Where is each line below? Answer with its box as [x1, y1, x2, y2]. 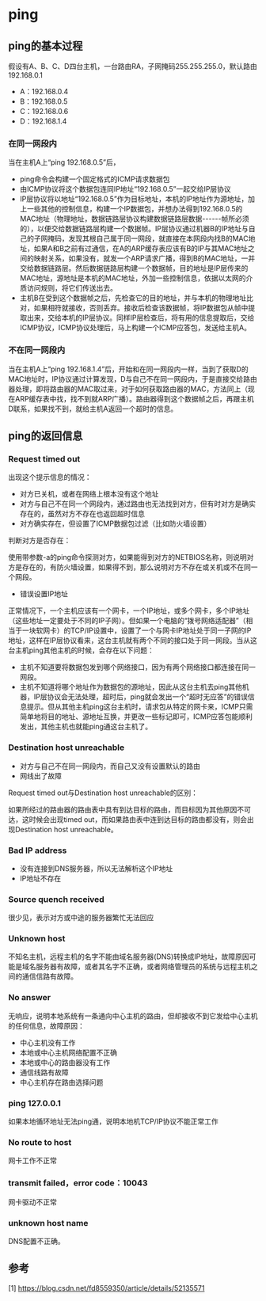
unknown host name [8, 1217, 89, 1228]
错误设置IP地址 [19, 589, 69, 599]
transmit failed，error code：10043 [8, 1177, 148, 1189]
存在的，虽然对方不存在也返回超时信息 [19, 509, 145, 519]
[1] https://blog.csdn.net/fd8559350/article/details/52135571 [8, 1283, 205, 1292]
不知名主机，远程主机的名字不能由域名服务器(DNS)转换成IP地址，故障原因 [8, 952, 249, 961]
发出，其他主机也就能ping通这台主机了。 [19, 722, 153, 732]
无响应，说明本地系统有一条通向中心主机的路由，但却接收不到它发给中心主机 [8, 1011, 258, 1021]
